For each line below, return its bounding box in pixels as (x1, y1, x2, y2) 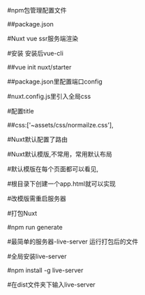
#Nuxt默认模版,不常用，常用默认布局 (7, 150, 113, 158)
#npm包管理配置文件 (7, 6, 67, 14)
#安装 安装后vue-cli (7, 49, 64, 57)
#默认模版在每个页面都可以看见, (7, 165, 99, 173)
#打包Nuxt (7, 209, 38, 217)
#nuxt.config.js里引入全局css (7, 93, 91, 100)
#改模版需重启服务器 (7, 194, 66, 202)
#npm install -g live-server (7, 266, 84, 274)
